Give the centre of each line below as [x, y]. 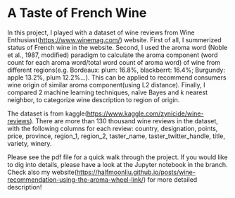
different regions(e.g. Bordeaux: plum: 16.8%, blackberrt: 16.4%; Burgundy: [116, 70]
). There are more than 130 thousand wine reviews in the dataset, [123, 120]
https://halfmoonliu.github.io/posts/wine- [136, 172]
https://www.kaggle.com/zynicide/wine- [145, 113]
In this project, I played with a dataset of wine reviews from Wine [101, 32]
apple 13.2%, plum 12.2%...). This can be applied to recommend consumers [117, 77]
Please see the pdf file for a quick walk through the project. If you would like [118, 157]
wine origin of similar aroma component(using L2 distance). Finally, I [106, 85]
